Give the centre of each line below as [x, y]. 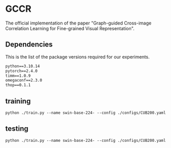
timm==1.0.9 [18, 76]
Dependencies [29, 45]
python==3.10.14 [23, 66]
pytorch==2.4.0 [22, 71]
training [18, 101]
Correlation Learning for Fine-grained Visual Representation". [70, 28]
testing [17, 129]
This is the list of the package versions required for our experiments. [78, 57]
